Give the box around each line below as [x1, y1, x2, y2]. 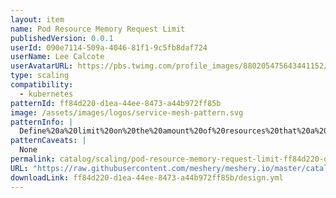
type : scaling [10, 71, 70, 81]
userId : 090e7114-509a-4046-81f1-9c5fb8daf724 [10, 42, 208, 53]
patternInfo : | [10, 117, 74, 127]
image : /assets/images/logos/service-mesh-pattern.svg [10, 107, 244, 118]
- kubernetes [19, 89, 74, 99]
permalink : [10, 154, 56, 164]
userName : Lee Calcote [10, 52, 105, 62]
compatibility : [10, 80, 74, 90]
